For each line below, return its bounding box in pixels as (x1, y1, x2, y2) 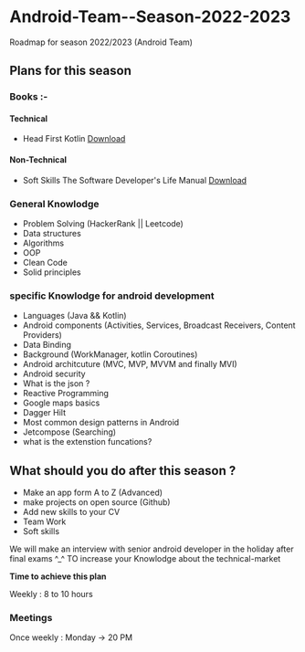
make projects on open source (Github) (22, 497, 171, 508)
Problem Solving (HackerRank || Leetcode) (22, 217, 184, 229)
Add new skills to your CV (22, 507, 121, 518)
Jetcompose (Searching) (22, 426, 117, 437)
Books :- (9, 90, 48, 103)
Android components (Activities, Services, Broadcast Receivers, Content (22, 320, 296, 331)
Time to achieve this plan (9, 571, 107, 582)
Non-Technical (9, 154, 67, 165)
